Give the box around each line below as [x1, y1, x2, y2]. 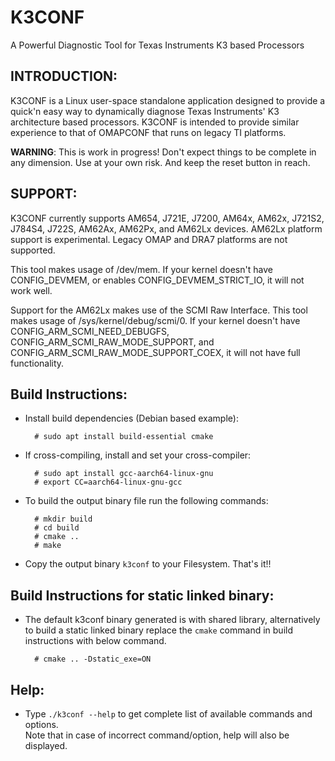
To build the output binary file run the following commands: [24, 495, 269, 507]
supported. [10, 244, 56, 256]
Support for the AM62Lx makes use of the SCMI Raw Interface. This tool [10, 304, 308, 316]
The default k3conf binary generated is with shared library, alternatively [24, 614, 321, 626]
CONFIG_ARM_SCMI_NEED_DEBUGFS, [10, 325, 170, 337]
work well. [10, 284, 53, 296]
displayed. [24, 740, 68, 751]
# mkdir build [34, 514, 93, 525]
